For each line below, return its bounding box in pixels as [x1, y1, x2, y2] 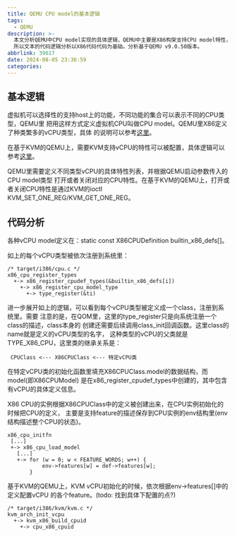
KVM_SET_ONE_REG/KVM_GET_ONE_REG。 [7, 193, 135, 202]
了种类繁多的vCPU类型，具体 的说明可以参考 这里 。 [7, 128, 156, 137]
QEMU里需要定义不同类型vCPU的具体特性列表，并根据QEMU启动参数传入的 [7, 167, 228, 176]
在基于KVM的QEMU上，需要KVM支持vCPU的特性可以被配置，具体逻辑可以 [7, 143, 226, 152]
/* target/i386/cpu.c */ [7, 265, 80, 272]
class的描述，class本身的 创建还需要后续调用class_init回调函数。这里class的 [7, 321, 229, 330]
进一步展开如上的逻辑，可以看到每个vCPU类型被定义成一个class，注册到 [7, 303, 219, 312]
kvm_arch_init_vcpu [7, 511, 65, 519]
